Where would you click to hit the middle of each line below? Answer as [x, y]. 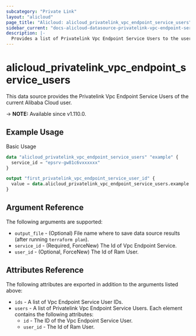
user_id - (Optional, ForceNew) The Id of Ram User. [76, 252]
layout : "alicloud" [30, 17]
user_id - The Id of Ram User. [59, 327]
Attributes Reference [45, 270]
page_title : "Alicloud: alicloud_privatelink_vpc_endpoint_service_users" [99, 22]
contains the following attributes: [54, 314]
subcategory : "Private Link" [41, 11]
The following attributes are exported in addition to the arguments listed [92, 284]
